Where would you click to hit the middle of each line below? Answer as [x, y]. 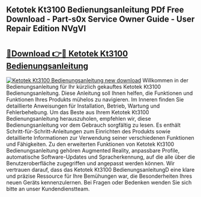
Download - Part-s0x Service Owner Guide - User [100, 20]
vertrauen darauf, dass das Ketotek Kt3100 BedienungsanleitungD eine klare [100, 170]
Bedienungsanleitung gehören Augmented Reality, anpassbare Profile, [93, 150]
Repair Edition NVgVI [46, 29]
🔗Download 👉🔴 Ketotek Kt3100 [67, 53]
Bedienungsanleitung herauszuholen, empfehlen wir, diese [79, 119]
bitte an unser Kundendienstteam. [48, 189]
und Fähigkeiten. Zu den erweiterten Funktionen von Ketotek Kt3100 [90, 144]
